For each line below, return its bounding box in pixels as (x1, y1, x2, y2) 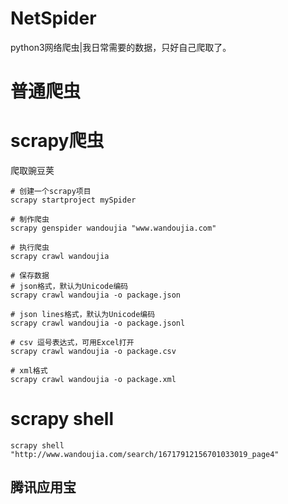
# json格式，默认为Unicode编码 (10, 282, 129, 292)
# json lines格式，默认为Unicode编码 (10, 310, 156, 320)
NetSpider (10, 7, 97, 30)
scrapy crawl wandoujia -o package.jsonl (10, 318, 186, 329)
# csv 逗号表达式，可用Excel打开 (10, 338, 135, 348)
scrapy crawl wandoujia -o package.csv (10, 347, 177, 357)
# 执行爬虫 (10, 243, 50, 253)
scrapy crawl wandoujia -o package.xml (10, 375, 177, 385)
